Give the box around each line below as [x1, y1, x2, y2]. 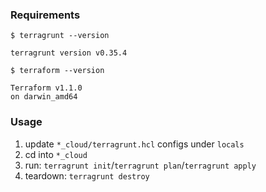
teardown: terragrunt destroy [24, 169, 150, 182]
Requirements [10, 8, 81, 22]
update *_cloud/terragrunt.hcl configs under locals [24, 138, 245, 150]
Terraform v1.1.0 [10, 83, 83, 93]
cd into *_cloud [24, 148, 88, 160]
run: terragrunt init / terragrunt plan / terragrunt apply [24, 159, 257, 171]
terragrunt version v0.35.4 [10, 48, 128, 58]
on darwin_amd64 [10, 92, 78, 102]
